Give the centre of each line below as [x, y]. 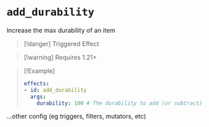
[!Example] [39, 70]
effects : [36, 83]
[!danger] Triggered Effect [61, 43]
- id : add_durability [55, 90]
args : [38, 96]
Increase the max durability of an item [61, 30]
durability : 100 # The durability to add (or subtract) [120, 103]
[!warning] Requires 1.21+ [60, 57]
